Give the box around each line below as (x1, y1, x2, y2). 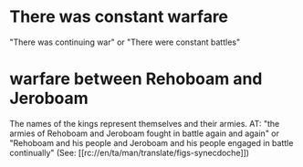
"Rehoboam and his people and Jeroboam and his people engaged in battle (9, 137, 294, 148)
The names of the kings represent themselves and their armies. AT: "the (9, 118, 280, 129)
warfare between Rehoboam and (9, 68, 263, 89)
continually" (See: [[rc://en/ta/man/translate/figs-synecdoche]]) (9, 147, 249, 158)
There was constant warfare (9, 6, 229, 27)
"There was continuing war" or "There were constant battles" (9, 37, 240, 47)
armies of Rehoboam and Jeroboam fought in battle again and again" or (9, 128, 280, 139)
